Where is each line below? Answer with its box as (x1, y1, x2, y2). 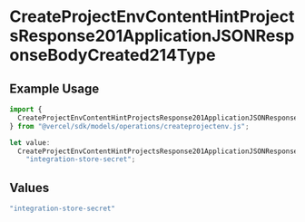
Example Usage (9, 81, 100, 96)
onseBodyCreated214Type (9, 45, 216, 65)
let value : (9, 138, 51, 147)
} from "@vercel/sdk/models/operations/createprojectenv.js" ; (9, 121, 250, 130)
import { (9, 105, 43, 114)
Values (9, 179, 50, 196)
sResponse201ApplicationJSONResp (9, 25, 295, 46)
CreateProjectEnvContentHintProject (9, 6, 295, 27)
